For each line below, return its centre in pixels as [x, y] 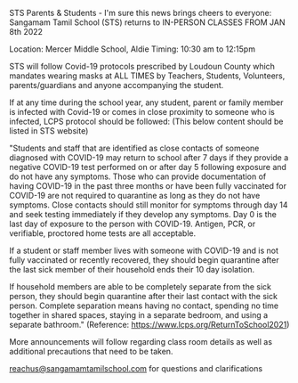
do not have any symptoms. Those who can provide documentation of [138, 176]
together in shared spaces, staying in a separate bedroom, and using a [139, 315]
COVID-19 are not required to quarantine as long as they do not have [135, 196]
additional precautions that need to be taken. [91, 351]
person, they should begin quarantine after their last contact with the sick [144, 296]
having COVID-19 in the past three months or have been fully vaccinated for [148, 186]
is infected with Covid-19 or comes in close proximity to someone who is [142, 112]
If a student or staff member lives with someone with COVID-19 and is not [144, 250]
